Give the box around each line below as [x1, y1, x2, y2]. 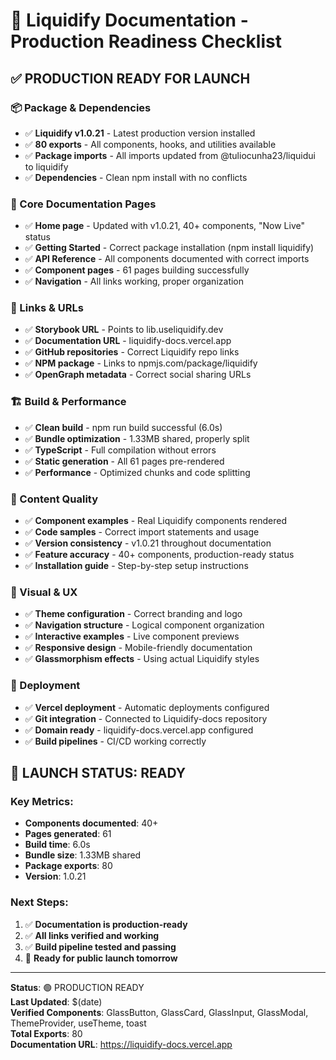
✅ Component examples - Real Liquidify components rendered [24, 515, 287, 527]
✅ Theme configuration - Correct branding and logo [24, 608, 243, 620]
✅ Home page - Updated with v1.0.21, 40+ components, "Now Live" [24, 220, 306, 232]
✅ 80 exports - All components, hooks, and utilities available [24, 138, 277, 150]
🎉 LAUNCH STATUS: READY [10, 765, 186, 782]
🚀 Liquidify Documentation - [10, 9, 249, 32]
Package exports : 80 [24, 860, 113, 872]
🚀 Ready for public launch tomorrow [24, 952, 178, 964]
